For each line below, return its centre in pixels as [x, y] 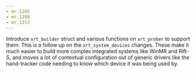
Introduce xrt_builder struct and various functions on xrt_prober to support [98, 39]
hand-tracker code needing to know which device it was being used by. [92, 64]
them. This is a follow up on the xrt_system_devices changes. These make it [97, 45]
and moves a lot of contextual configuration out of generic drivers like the [101, 58]
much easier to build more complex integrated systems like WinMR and [92, 51]
